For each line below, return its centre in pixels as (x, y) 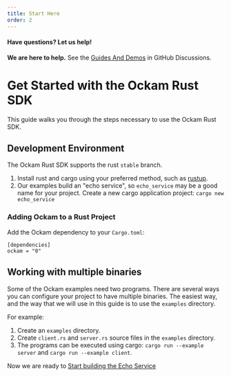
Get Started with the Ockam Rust (103, 85)
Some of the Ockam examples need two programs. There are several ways (113, 288)
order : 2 (20, 20)
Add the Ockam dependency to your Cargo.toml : (76, 232)
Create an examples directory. (59, 330)
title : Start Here (33, 13)
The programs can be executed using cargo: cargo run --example (111, 345)
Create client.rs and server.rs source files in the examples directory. (116, 338)
